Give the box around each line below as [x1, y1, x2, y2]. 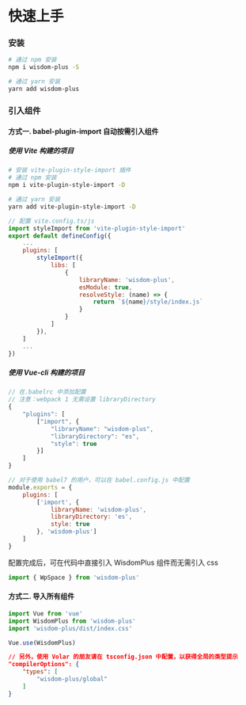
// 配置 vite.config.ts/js [8, 217, 95, 225]
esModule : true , [78, 283, 133, 292]
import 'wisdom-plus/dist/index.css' [8, 624, 133, 632]
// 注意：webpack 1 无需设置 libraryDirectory [8, 395, 156, 404]
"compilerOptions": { [8, 661, 80, 669]
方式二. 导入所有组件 [8, 592, 75, 601]
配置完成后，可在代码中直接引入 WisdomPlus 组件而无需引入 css [8, 558, 219, 567]
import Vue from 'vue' [8, 609, 83, 618]
